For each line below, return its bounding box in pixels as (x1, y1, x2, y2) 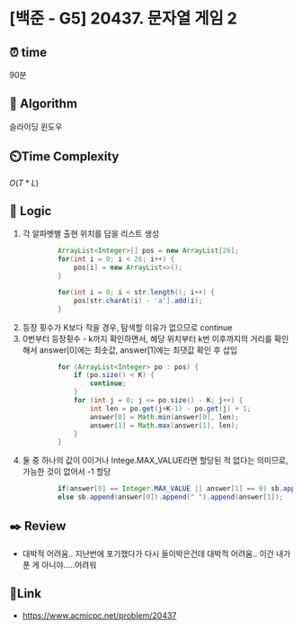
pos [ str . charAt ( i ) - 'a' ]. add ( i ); (73, 296, 203, 305)
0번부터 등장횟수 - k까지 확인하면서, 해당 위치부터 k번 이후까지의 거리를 (22, 333, 272, 344)
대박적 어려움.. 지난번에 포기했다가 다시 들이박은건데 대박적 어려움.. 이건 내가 (22, 548, 291, 559)
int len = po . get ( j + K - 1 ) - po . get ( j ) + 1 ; (89, 404, 252, 413)
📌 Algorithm (9, 96, 78, 112)
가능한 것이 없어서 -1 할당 (22, 466, 111, 477)
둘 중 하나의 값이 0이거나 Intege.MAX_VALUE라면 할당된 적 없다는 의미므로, (22, 455, 289, 466)
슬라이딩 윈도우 (9, 121, 63, 131)
